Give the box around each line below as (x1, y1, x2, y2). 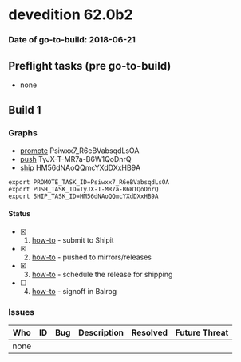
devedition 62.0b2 (8, 6, 133, 24)
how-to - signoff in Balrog (31, 286, 117, 296)
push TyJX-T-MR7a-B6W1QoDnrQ (19, 154, 132, 163)
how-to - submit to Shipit (31, 235, 114, 245)
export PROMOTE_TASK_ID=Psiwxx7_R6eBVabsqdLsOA (8, 178, 170, 186)
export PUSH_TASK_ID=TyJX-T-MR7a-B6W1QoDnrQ (8, 185, 159, 193)
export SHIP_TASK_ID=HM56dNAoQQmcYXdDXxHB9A (8, 192, 159, 200)
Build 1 (8, 103, 41, 117)
